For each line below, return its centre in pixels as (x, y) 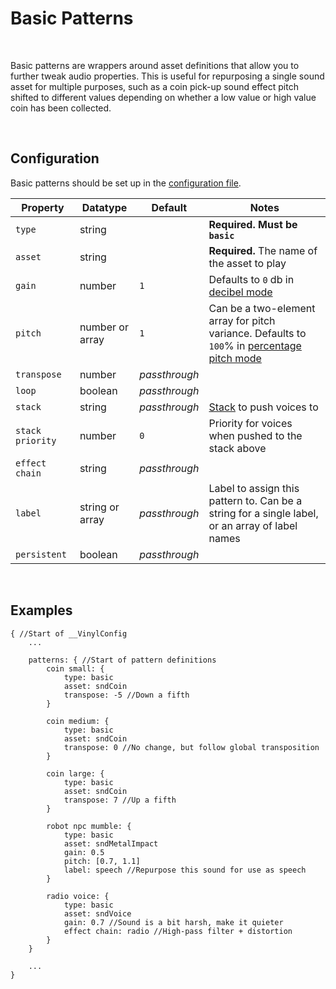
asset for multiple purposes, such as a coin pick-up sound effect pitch (154, 86)
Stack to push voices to (263, 407)
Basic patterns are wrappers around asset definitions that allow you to (155, 65)
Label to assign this (254, 488)
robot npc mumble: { (89, 826)
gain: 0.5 (84, 852)
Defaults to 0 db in (251, 279)
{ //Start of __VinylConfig (69, 633)
